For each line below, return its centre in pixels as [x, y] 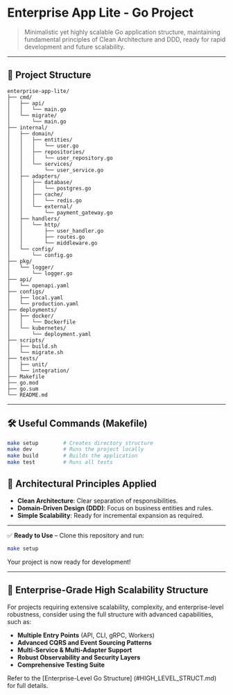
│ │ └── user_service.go [55, 170]
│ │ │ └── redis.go [44, 200]
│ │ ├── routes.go [46, 237]
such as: [19, 621]
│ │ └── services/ [40, 164]
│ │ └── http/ [34, 225]
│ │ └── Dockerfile [42, 322]
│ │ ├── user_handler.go [55, 231]
